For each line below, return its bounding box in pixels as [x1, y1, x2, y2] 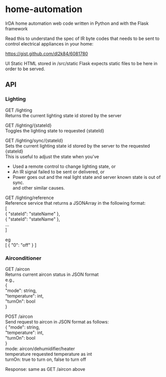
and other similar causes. [12, 184, 65, 191]
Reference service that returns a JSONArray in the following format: [5, 200, 146, 206]
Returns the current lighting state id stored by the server [5, 112, 122, 118]
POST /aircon [5, 313, 33, 319]
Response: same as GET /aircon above [5, 366, 86, 372]
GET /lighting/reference [5, 195, 54, 201]
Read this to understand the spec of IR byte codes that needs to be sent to [5, 35, 160, 41]
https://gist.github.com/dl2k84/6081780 [5, 51, 88, 57]
